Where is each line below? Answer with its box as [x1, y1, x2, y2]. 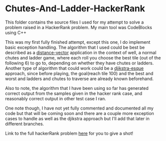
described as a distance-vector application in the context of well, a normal [5, 50, 157, 56]
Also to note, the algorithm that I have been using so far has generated [5, 85, 149, 91]
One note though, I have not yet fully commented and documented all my [5, 105, 154, 111]
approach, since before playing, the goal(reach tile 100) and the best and [5, 70, 154, 76]
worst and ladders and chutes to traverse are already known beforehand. [5, 76, 154, 82]
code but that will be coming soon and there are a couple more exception [5, 110, 154, 116]
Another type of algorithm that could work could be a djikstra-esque [5, 65, 144, 71]
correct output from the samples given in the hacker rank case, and [5, 90, 142, 96]
